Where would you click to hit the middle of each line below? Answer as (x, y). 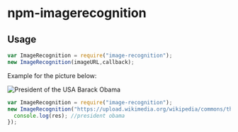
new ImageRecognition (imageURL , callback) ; (71, 62)
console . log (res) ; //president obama (69, 116)
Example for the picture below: (52, 75)
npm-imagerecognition (77, 13)
